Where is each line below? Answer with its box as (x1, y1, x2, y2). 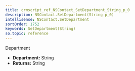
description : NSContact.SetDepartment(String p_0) (5, 12, 114, 17)
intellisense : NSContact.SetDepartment (5, 17, 89, 22)
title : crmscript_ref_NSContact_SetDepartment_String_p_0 (5, 7, 130, 13)
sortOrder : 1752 (5, 21, 39, 27)
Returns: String (12, 60, 46, 66)
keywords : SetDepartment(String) (5, 26, 76, 31)
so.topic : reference (5, 31, 49, 36)
